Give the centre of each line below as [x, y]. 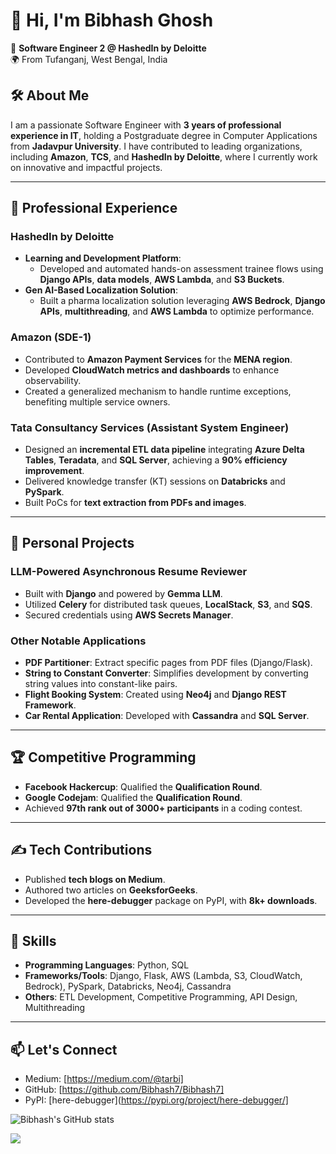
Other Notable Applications [78, 641]
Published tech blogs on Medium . [95, 879]
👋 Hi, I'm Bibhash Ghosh [112, 20]
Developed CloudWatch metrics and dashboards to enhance [152, 370]
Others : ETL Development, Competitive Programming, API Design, [161, 997]
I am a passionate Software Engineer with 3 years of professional [146, 125]
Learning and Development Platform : [103, 258]
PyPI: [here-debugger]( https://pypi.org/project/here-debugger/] [156, 1100]
